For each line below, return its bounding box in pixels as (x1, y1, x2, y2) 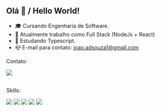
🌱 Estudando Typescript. (14, 37, 76, 44)
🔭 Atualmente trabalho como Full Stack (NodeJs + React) (14, 30, 155, 38)
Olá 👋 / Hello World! (6, 6, 80, 16)
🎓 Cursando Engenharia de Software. (14, 22, 109, 29)
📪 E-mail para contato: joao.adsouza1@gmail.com (14, 44, 139, 51)
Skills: (6, 87, 21, 94)
